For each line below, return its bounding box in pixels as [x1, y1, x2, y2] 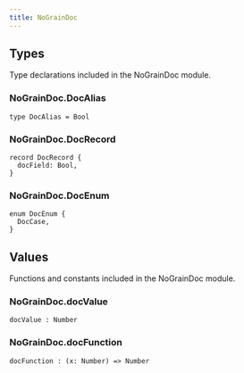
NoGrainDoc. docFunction [9, 336, 122, 349]
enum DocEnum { [9, 210, 66, 219]
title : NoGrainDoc [9, 12, 78, 22]
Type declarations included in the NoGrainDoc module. [9, 70, 212, 80]
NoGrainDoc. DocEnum [9, 189, 110, 202]
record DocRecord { [9, 153, 82, 162]
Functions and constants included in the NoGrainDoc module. [9, 273, 236, 284]
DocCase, [17, 218, 50, 227]
